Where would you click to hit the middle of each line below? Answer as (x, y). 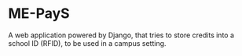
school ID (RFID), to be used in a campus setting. (87, 43)
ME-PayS (39, 14)
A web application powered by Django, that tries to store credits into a (121, 35)
